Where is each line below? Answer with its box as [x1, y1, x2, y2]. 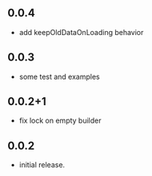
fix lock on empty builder [18, 115, 102, 126]
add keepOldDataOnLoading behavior [18, 27, 144, 37]
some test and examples [18, 72, 101, 81]
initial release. [18, 160, 66, 170]
